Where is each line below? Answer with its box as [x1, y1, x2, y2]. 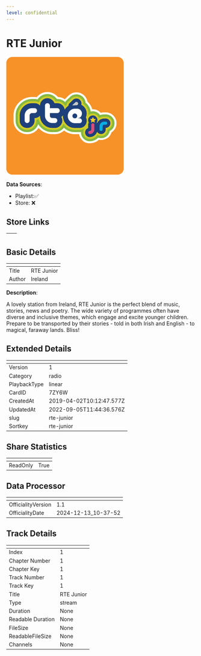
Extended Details [6, 344, 72, 354]
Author [8, 275, 26, 283]
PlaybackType [8, 380, 44, 387]
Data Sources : [6, 180, 43, 188]
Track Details [6, 529, 57, 539]
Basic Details [6, 247, 56, 257]
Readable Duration [8, 616, 55, 623]
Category [8, 372, 32, 380]
